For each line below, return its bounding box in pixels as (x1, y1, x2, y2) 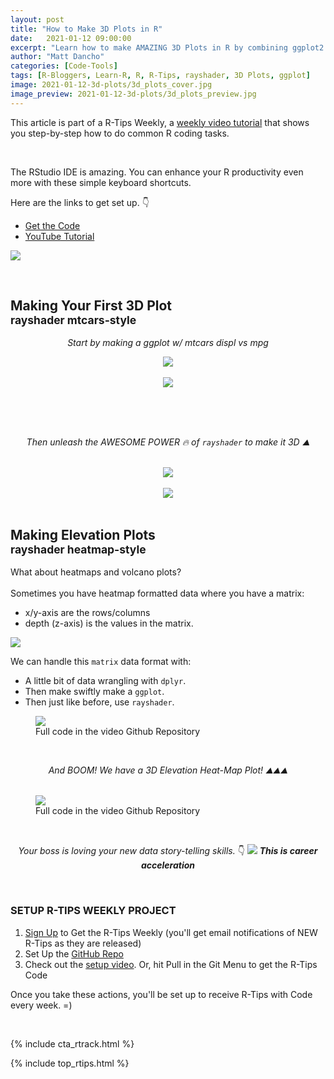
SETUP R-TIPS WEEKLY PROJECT (10, 904, 177, 918)
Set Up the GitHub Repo (24, 947, 124, 960)
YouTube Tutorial (24, 230, 95, 242)
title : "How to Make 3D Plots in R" (10, 24, 163, 34)
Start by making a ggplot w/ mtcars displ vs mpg (67, 337, 269, 349)
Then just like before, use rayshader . (24, 696, 175, 708)
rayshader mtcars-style (10, 313, 137, 328)
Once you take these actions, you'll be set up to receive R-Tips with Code (10, 988, 313, 1000)
